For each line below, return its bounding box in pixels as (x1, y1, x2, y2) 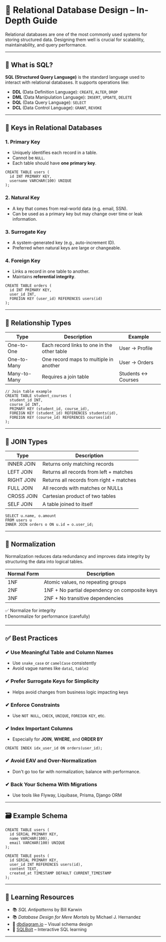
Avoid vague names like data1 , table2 (12, 665, 89, 671)
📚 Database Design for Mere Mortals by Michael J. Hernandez (12, 914, 141, 920)
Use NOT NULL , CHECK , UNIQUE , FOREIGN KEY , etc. (12, 713, 106, 719)
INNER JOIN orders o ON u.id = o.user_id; (5, 522, 94, 527)
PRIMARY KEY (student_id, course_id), (9, 406, 90, 411)
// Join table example (5, 389, 52, 394)
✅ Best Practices (5, 634, 58, 643)
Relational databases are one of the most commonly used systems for (5, 31, 147, 37)
